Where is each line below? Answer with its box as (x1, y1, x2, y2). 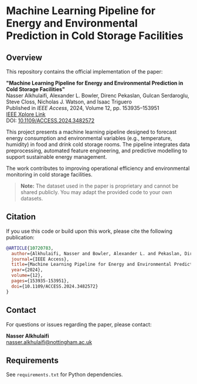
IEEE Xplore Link (6, 111, 46, 118)
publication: (6, 233, 35, 241)
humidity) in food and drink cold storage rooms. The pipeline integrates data (6, 141, 191, 148)
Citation (6, 212, 36, 222)
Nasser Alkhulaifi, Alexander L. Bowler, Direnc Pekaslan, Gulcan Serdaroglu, (6, 92, 189, 99)
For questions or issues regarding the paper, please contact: (6, 320, 152, 328)
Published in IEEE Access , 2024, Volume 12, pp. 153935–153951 (6, 105, 159, 111)
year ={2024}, (11, 267, 43, 273)
